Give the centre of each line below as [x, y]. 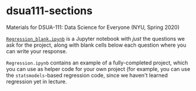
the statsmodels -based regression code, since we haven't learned [87, 75]
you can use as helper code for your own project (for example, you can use [98, 69]
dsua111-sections [50, 11]
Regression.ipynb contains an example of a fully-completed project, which [97, 63]
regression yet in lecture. [37, 82]
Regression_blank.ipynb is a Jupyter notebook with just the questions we [96, 38]
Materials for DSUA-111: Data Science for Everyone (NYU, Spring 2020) [93, 27]
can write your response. [37, 51]
